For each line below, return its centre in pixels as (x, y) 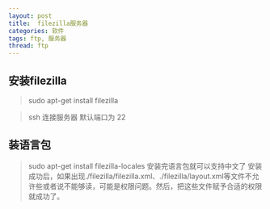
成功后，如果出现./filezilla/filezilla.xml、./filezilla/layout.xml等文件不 (140, 176)
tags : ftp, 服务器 (38, 38)
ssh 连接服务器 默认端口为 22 (77, 117)
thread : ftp (28, 46)
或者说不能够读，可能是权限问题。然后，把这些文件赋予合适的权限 (152, 186)
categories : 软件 (36, 31)
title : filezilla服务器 (49, 23)
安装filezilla (38, 80)
